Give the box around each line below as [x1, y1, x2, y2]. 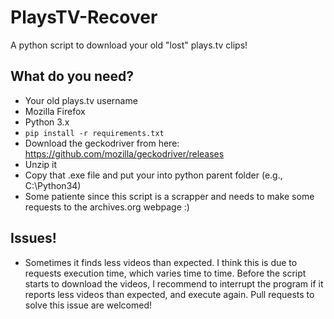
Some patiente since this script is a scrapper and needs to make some [24, 190, 315, 202]
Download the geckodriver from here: [24, 137, 180, 149]
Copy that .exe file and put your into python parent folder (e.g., [24, 169, 283, 181]
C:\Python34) [24, 179, 82, 191]
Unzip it [24, 158, 58, 170]
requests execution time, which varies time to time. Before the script [24, 267, 307, 279]
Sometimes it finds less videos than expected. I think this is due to [24, 256, 298, 268]
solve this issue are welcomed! [24, 299, 153, 311]
